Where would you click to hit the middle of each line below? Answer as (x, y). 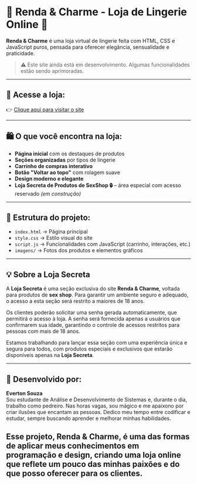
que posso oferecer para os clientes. (74, 474)
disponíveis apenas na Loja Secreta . (50, 355)
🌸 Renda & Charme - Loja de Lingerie (97, 12)
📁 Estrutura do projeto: (48, 217)
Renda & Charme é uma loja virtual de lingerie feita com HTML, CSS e (91, 41)
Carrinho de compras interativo (53, 166)
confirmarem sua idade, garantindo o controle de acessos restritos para (93, 325)
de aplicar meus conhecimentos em (73, 446)
